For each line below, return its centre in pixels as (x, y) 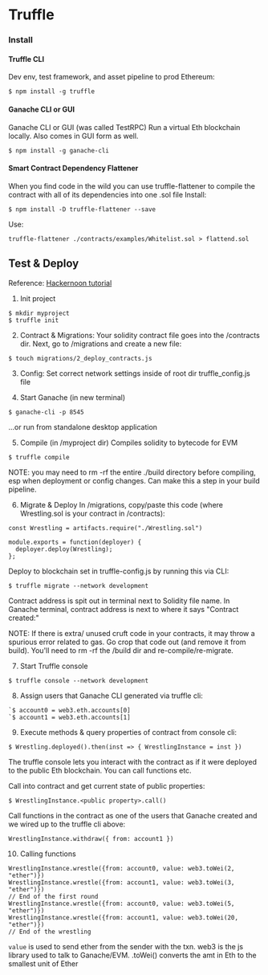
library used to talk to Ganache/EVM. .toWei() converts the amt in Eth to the (132, 955)
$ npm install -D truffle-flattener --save (82, 209)
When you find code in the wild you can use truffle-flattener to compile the (132, 186)
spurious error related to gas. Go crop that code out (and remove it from (127, 642)
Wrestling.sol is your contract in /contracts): (93, 513)
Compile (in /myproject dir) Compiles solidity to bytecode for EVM (129, 443)
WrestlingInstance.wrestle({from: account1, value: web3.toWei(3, (122, 882)
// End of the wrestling (50, 932)
